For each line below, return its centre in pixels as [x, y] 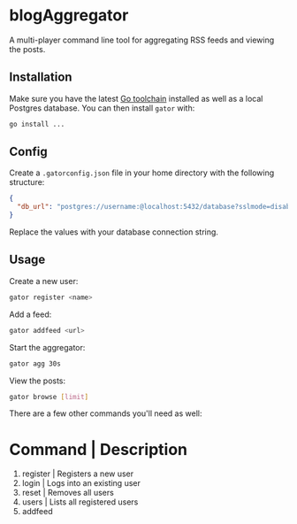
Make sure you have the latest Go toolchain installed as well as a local [136, 98]
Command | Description [99, 449]
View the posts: [38, 381]
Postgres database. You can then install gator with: [102, 108]
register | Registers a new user [78, 474]
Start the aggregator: [47, 347]
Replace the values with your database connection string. [114, 232]
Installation [41, 77]
